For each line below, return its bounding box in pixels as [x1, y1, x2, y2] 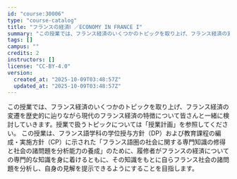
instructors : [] [7, 56, 55, 63]
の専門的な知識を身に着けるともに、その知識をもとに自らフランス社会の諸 [7, 156, 224, 164]
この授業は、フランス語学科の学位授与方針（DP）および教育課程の [20, 129, 215, 137]
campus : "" [7, 43, 39, 50]
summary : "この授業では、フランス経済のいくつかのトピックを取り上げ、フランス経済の [7, 30, 228, 37]
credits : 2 [7, 50, 39, 57]
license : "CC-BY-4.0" [7, 63, 71, 70]
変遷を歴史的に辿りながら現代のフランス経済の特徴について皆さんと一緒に [7, 111, 224, 120]
